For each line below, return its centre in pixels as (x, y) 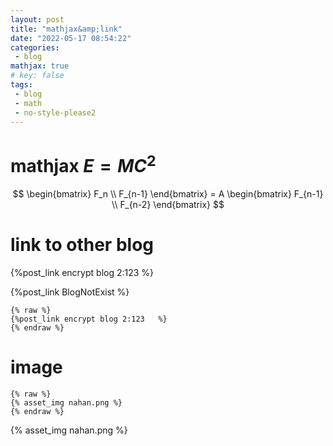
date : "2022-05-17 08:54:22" (71, 38)
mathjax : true (40, 66)
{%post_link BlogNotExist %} (70, 292)
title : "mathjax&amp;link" (66, 29)
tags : (21, 85)
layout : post (37, 19)
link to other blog (82, 244)
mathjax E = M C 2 (83, 164)
